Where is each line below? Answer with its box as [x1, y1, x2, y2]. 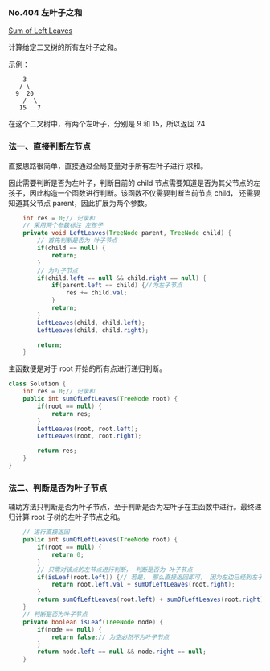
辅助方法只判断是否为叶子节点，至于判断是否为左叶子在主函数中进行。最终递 [8, 502, 262, 512]
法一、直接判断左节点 [8, 141, 91, 152]
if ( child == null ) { [37, 244, 106, 253]
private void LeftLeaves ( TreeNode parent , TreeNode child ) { [22, 229, 232, 237]
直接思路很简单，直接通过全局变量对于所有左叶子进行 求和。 [8, 161, 207, 171]
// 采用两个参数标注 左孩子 [22, 221, 104, 230]
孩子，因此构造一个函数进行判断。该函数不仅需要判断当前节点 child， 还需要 [8, 187, 261, 198]
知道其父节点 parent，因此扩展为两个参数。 [8, 198, 152, 208]
